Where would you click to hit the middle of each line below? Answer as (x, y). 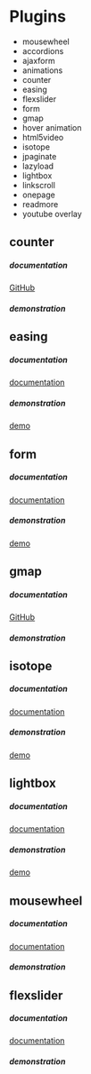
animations (42, 70)
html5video (43, 137)
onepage (38, 195)
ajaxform (38, 60)
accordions (43, 50)
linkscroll (39, 185)
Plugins (38, 17)
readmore (40, 204)
